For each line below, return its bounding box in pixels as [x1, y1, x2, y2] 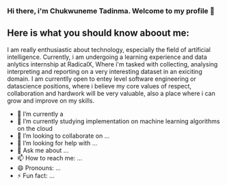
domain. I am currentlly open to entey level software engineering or [7, 75, 196, 83]
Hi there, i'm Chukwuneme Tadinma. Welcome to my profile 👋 [7, 6, 215, 16]
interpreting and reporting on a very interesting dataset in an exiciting [7, 67, 203, 75]
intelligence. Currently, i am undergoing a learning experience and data [7, 53, 207, 61]
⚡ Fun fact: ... [16, 171, 55, 180]
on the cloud [16, 124, 53, 132]
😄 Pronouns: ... [16, 164, 62, 172]
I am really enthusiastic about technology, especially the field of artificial [7, 45, 211, 53]
